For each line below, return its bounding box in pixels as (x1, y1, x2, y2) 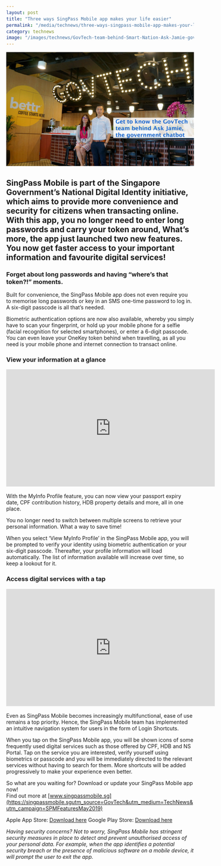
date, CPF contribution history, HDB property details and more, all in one (6, 499, 183, 506)
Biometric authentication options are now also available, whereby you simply (6, 315, 194, 322)
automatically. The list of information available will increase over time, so (6, 554, 184, 561)
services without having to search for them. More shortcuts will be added (6, 761, 186, 768)
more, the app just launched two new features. (6, 233, 183, 244)
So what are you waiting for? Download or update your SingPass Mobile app (6, 779, 194, 786)
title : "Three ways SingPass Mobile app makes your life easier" (6, 15, 172, 22)
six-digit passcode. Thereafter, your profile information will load (6, 547, 163, 555)
